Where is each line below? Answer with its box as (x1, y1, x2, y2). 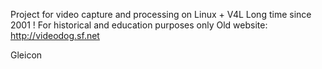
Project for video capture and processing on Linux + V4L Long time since (10, 9, 312, 20)
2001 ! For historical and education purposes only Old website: (10, 19, 268, 31)
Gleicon (10, 49, 43, 61)
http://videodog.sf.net (10, 30, 100, 41)
